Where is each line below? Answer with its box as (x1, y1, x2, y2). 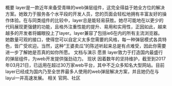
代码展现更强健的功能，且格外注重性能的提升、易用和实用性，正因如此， (5, 24, 158, 30)
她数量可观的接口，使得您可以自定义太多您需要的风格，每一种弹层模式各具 (5, 36, 162, 42)
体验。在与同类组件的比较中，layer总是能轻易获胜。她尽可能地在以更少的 (9, 17, 164, 23)
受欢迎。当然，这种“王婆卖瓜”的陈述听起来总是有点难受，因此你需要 (23, 43, 166, 49)
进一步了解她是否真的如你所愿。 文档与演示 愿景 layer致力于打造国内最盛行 (5, 49, 163, 55)
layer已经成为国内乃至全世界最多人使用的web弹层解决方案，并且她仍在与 (5, 69, 160, 74)
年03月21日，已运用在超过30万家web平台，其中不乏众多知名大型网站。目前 (5, 62, 165, 68)
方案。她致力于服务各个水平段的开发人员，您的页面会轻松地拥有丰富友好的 (5, 11, 162, 17)
